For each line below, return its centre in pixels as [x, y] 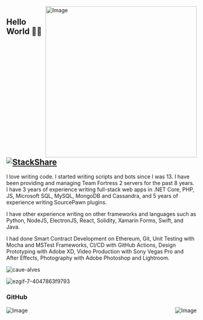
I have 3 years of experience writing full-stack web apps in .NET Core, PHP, [100, 189]
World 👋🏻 [24, 32]
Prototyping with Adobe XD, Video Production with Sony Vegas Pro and [95, 252]
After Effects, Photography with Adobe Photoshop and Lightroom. [88, 258]
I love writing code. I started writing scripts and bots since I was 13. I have [98, 177]
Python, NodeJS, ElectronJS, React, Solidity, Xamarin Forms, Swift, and [95, 221]
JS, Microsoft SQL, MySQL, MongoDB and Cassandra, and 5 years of [92, 196]
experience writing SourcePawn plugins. [56, 203]
